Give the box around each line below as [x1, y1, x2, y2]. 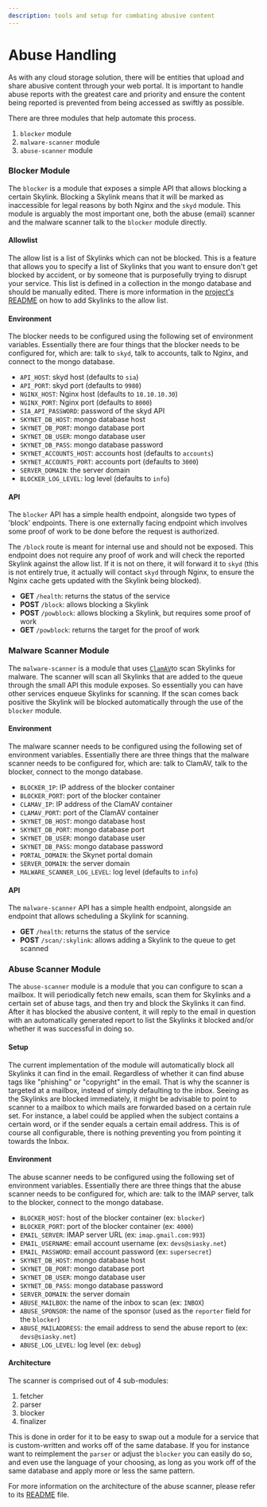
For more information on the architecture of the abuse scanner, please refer [8, 1482, 256, 1491]
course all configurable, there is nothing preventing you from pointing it [8, 1128, 242, 1137]
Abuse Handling [8, 45, 117, 64]
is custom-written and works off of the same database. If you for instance [8, 1441, 250, 1450]
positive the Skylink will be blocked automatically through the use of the [8, 697, 244, 707]
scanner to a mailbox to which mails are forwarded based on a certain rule [8, 1102, 252, 1112]
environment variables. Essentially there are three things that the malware [8, 750, 250, 759]
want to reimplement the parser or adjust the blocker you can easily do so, [8, 1449, 253, 1458]
